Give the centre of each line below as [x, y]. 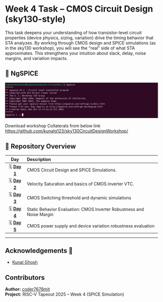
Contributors [25, 278]
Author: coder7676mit [27, 289]
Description [39, 159]
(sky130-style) [35, 19]
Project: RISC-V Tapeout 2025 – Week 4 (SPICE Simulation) [65, 294]
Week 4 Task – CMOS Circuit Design [79, 9]
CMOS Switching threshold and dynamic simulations [79, 198]
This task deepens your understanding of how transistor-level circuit [73, 32]
